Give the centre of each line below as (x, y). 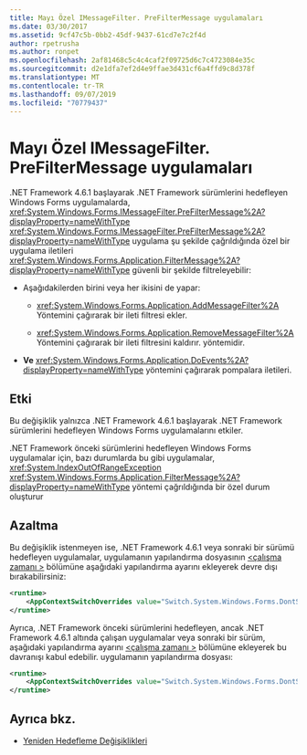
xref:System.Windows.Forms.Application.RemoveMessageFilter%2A (165, 333)
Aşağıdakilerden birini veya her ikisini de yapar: (111, 288)
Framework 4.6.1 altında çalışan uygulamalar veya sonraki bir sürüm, (138, 637)
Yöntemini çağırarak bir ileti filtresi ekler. (111, 315)
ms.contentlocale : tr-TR (57, 86)
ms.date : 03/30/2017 (49, 26)
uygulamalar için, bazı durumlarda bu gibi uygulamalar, (112, 458)
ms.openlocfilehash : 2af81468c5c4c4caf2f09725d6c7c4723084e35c (132, 60)
